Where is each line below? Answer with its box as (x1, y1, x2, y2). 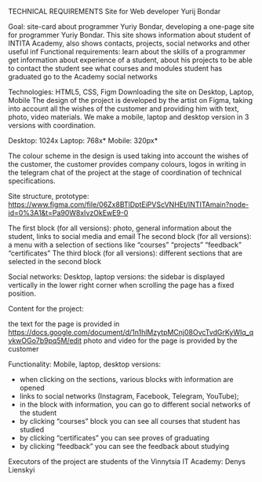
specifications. (8, 176, 56, 186)
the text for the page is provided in (8, 319, 120, 329)
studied (19, 425, 45, 434)
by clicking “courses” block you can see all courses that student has (19, 417, 241, 425)
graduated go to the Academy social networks (8, 72, 158, 81)
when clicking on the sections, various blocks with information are (19, 375, 234, 384)
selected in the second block (8, 257, 102, 266)
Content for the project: (8, 304, 84, 313)
